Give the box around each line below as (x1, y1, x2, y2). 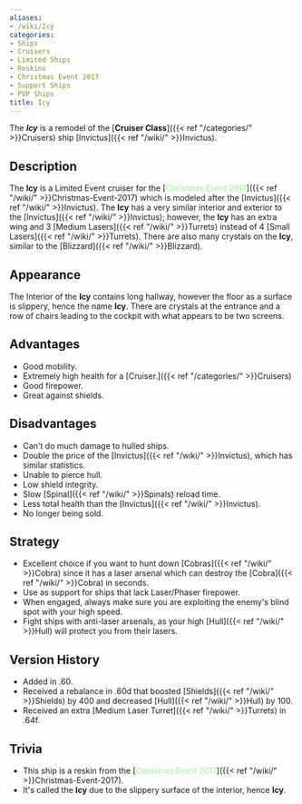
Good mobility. (22, 361, 78, 372)
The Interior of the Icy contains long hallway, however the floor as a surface (9, 292, 293, 302)
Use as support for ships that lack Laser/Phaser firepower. (22, 587, 240, 598)
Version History (9, 651, 100, 668)
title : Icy (9, 97, 51, 107)
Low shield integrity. (22, 479, 99, 490)
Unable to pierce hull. (22, 469, 102, 480)
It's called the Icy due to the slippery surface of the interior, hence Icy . (22, 785, 287, 796)
